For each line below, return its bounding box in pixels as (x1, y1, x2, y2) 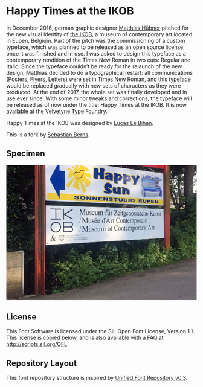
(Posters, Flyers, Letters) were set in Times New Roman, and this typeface (6, 75, 192, 83)
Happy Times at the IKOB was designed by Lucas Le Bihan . (6, 119, 154, 126)
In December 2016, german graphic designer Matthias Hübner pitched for (6, 24, 189, 31)
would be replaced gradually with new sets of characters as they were (6, 82, 181, 89)
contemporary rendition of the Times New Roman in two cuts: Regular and (6, 56, 191, 63)
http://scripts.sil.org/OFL (6, 341, 68, 348)
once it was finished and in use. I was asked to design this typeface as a (6, 50, 186, 57)
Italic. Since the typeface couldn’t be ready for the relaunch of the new (6, 62, 182, 70)
